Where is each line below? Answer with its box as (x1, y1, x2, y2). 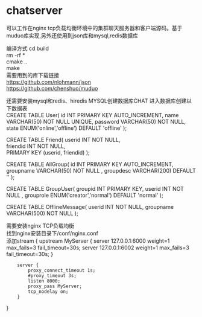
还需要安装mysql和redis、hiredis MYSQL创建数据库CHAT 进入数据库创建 (6, 97, 187, 104)
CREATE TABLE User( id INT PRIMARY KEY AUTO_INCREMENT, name (6, 111, 179, 118)
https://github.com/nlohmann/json (6, 78, 92, 85)
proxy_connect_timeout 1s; (28, 267, 96, 274)
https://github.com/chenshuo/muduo (6, 85, 98, 92)
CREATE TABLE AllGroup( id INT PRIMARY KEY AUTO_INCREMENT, (6, 161, 174, 168)
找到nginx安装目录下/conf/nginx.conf (6, 229, 98, 237)
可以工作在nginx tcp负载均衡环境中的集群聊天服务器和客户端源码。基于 (6, 24, 183, 31)
